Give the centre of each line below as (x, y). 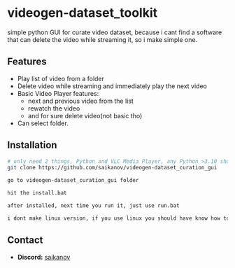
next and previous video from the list (81, 101)
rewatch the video (54, 108)
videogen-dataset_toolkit (83, 13)
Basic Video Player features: (58, 93)
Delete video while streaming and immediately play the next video (112, 86)
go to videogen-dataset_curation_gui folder (73, 181)
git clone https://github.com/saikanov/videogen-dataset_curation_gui (112, 168)
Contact (25, 240)
